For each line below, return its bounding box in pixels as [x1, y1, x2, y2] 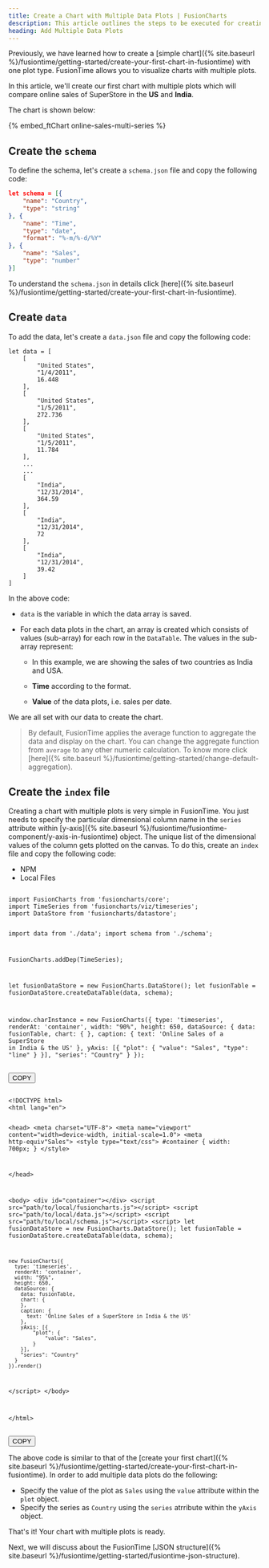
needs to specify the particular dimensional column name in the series [8, 815, 242, 825]
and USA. [31, 666, 64, 675]
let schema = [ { [8, 189, 62, 198]
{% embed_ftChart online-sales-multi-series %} [8, 121, 167, 131]
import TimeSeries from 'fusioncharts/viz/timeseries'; [8, 902, 199, 911]
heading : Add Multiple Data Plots [8, 26, 124, 35]
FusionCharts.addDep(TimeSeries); [8, 956, 124, 964]
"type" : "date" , [22, 226, 78, 235]
